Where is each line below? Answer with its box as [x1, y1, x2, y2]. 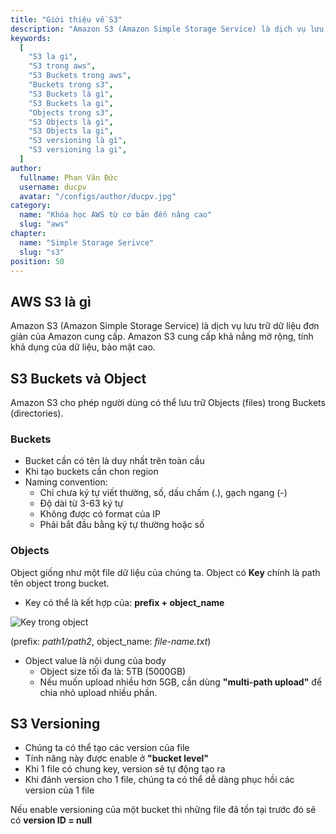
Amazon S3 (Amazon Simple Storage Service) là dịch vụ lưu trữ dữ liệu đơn [10, 320, 320, 332]
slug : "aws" [19, 219, 70, 230]
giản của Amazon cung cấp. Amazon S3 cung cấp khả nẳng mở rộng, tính [10, 331, 314, 343]
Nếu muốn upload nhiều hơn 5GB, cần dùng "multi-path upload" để [39, 676, 323, 688]
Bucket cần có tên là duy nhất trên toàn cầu [24, 455, 205, 467]
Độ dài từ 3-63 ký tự [39, 497, 124, 510]
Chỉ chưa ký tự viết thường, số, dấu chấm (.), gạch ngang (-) [39, 487, 288, 499]
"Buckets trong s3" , [28, 80, 114, 90]
